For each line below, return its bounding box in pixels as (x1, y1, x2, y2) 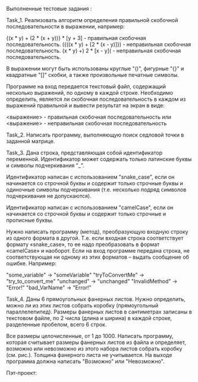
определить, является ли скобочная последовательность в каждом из (6, 95, 186, 103)
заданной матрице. (6, 138, 55, 145)
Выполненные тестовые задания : (6, 5, 92, 12)
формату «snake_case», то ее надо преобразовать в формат (6, 241, 160, 248)
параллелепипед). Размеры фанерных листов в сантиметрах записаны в (6, 308, 192, 315)
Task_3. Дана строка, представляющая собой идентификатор (6, 149, 163, 156)
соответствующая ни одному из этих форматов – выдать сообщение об (6, 253, 189, 260)
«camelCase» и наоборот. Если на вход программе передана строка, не (6, 247, 190, 254)
